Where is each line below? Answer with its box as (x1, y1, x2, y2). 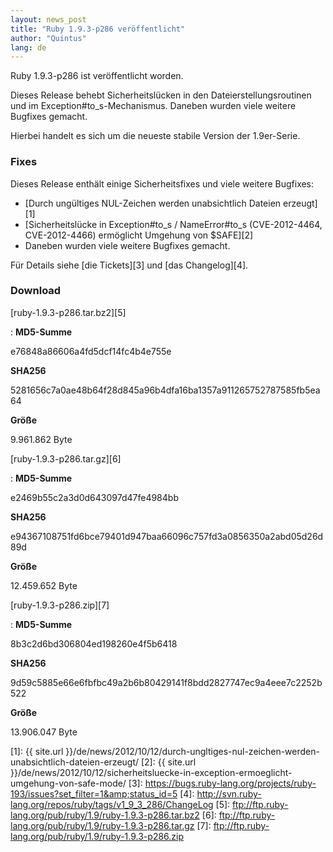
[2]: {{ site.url (140, 756, 197, 768)
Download (10, 284, 62, 298)
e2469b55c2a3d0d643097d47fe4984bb (10, 491, 179, 503)
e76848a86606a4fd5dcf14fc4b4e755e (10, 345, 172, 357)
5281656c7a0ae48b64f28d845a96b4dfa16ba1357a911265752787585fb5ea (10, 384, 321, 396)
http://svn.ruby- (196, 787, 262, 800)
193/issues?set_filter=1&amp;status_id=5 (10, 787, 178, 800)
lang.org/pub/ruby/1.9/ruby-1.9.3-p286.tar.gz (10, 819, 195, 831)
